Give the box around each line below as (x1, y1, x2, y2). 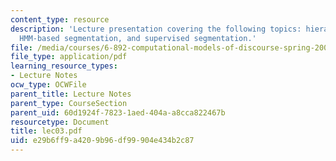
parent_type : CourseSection (10, 98, 128, 108)
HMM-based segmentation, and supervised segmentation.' (19, 33, 257, 43)
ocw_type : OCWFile (10, 80, 87, 90)
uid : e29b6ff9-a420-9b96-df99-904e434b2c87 (10, 136, 195, 146)
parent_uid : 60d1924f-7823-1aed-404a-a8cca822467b (10, 107, 226, 118)
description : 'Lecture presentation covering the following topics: (10, 24, 302, 34)
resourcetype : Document (10, 117, 110, 127)
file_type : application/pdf (10, 52, 128, 62)
